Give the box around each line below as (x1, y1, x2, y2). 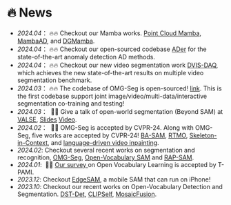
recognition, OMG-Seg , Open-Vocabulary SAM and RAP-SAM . (17, 153, 194, 162)
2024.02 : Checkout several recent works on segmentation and (17, 146, 195, 154)
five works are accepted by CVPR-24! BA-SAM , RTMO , (32, 131, 188, 139)
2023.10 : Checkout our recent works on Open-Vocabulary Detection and (17, 182, 223, 191)
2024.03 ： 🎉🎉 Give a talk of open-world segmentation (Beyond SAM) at (17, 107, 223, 115)
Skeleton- (189, 131, 217, 139)
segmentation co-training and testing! (17, 99, 125, 108)
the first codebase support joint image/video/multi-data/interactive (17, 92, 208, 100)
